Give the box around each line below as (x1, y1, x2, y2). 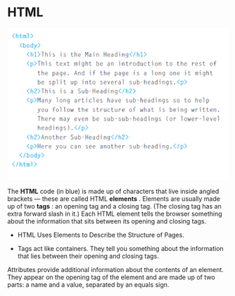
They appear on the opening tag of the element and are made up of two (7, 273, 216, 281)
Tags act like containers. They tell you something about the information (17, 244, 224, 252)
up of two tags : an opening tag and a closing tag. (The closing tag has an (7, 202, 222, 210)
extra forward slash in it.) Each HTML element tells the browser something (7, 209, 223, 218)
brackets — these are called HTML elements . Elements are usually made (7, 195, 220, 203)
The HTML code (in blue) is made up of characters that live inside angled (7, 187, 220, 195)
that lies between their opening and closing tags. (17, 252, 160, 260)
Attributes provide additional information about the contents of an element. (7, 265, 224, 273)
